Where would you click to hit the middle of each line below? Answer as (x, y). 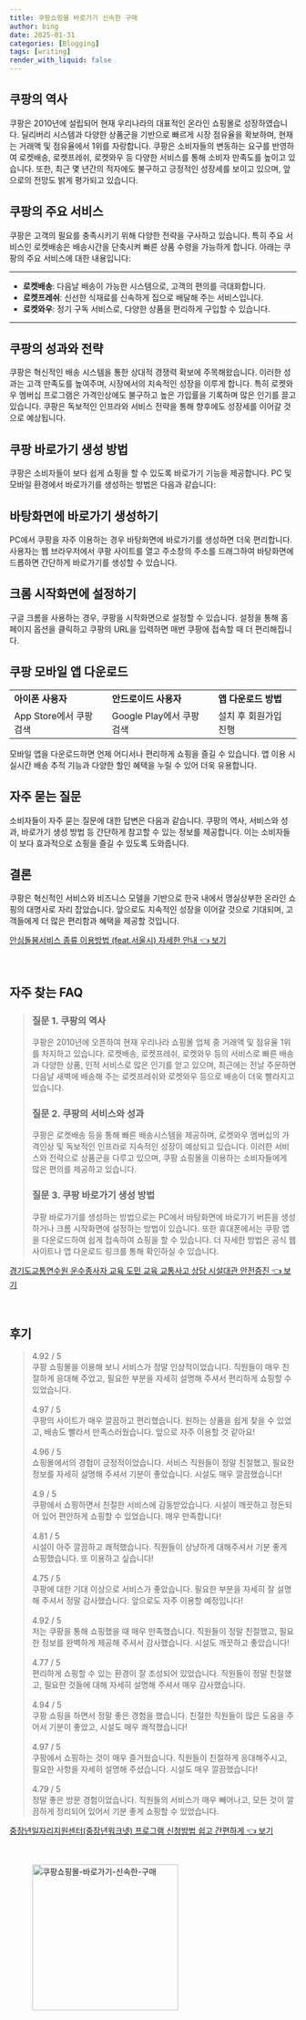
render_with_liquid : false (61, 60)
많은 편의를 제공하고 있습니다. (84, 1170)
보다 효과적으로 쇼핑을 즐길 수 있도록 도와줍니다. (104, 843)
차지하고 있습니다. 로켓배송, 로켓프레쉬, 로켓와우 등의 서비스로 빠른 (159, 1053)
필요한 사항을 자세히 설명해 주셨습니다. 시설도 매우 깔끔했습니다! (145, 1769)
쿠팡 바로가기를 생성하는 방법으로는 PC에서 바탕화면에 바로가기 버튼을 (155, 1217)
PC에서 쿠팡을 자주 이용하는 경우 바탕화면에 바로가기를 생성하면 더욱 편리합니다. (151, 540)
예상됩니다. (46, 418)
